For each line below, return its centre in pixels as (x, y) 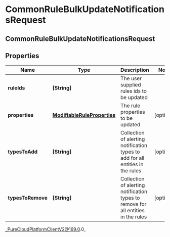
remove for (134, 204)
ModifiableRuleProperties (84, 115)
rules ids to (134, 91)
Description (135, 70)
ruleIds (16, 88)
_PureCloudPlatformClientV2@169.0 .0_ (46, 229)
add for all (133, 158)
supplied (131, 85)
